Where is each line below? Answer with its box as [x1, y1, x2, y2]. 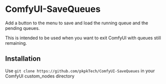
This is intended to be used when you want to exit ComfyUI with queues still [5, 35, 161, 41]
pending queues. [5, 25, 40, 31]
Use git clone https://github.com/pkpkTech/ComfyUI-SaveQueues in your [5, 68, 155, 74]
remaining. [5, 40, 27, 46]
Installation [5, 55, 41, 63]
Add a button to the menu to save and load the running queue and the [5, 20, 149, 26]
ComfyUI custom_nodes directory [5, 73, 75, 79]
